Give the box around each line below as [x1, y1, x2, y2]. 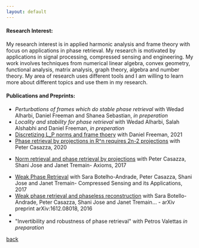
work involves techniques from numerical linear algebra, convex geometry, [6, 59, 190, 66]
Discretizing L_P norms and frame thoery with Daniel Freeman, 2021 [14, 131, 183, 138]
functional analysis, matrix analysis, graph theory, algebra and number [6, 66, 180, 73]
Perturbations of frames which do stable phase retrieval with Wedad [14, 106, 184, 113]
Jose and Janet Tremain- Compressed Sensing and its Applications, [14, 180, 183, 187]
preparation [14, 224, 44, 231]
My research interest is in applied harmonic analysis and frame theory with [6, 40, 190, 48]
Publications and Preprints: [6, 92, 76, 99]
